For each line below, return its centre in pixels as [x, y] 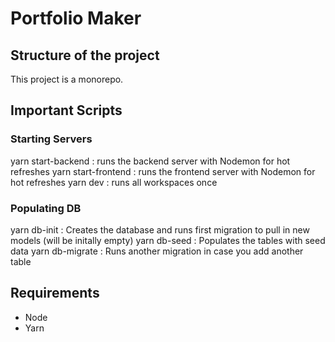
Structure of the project [85, 55]
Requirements [55, 293]
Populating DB [46, 208]
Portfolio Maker [76, 18]
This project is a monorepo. [67, 79]
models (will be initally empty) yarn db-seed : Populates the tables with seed [168, 240]
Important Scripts [66, 110]
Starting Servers [51, 139]
